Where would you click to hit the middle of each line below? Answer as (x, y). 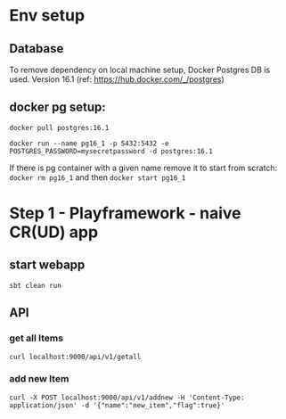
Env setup (47, 16)
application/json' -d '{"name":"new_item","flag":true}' (117, 405)
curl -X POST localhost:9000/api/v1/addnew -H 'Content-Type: (127, 398)
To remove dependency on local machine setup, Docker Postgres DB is (140, 70)
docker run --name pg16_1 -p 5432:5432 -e (89, 144)
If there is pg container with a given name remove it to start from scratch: (143, 168)
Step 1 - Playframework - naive (126, 213)
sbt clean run (36, 285)
